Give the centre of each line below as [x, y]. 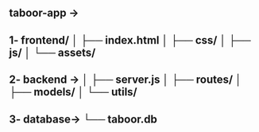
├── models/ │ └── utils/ [73, 92]
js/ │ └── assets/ [52, 52]
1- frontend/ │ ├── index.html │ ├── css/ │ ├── [130, 40]
